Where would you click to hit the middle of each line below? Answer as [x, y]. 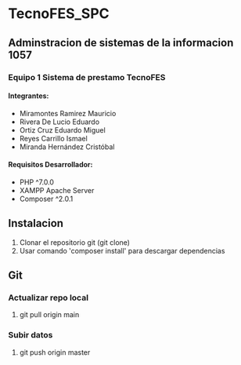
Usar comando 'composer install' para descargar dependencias [122, 250]
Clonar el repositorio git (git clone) [75, 242]
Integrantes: [29, 96]
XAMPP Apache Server [57, 190]
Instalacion [36, 223]
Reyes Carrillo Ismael [53, 138]
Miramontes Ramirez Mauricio [68, 113]
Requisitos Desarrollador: [50, 165]
